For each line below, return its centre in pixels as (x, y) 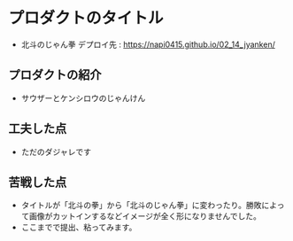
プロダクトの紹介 (55, 75)
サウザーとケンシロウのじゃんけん (83, 97)
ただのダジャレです (56, 152)
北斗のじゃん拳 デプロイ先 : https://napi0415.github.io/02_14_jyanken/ (148, 44)
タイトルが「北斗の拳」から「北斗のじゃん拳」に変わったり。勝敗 (141, 206)
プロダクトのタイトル (86, 18)
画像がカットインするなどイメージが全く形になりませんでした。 (145, 216)
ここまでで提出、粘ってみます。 (79, 228)
